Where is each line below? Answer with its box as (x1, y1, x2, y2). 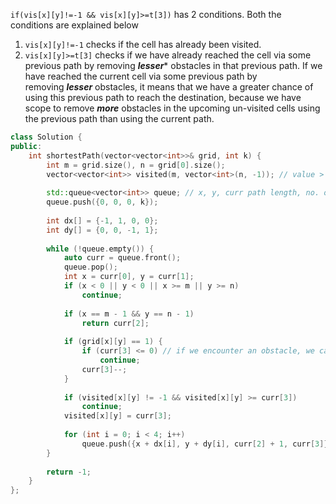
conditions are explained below (10, 19, 139, 31)
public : (10, 141, 43, 151)
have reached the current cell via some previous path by (24, 70, 258, 82)
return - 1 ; (46, 467, 92, 477)
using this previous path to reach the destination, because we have (24, 92, 302, 103)
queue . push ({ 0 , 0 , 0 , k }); (46, 197, 159, 208)
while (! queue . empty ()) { (46, 244, 155, 254)
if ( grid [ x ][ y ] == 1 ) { (63, 337, 163, 347)
